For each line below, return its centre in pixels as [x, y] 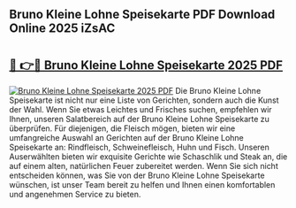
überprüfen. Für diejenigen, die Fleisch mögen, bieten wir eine [122, 128]
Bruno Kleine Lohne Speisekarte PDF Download [142, 15]
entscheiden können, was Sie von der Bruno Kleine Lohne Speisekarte [137, 175]
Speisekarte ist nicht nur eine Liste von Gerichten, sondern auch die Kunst [144, 100]
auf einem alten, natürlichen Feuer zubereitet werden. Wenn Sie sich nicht [144, 166]
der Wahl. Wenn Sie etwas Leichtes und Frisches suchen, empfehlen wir [140, 109]
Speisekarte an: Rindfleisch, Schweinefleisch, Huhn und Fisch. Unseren [139, 147]
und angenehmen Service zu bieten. [75, 194]
